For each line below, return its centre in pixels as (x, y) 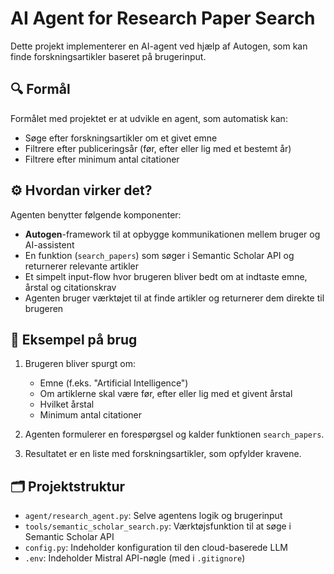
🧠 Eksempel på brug (74, 339)
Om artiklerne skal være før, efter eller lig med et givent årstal (166, 394)
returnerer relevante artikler (81, 266)
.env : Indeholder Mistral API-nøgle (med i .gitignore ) (135, 558)
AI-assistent (49, 244)
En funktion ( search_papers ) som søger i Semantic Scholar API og (159, 255)
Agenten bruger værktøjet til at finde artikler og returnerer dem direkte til (174, 298)
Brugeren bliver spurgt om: (80, 364)
